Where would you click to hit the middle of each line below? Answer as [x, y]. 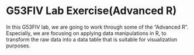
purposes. [18, 46]
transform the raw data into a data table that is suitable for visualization [92, 39]
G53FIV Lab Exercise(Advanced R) [91, 11]
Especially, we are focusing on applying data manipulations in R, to [86, 33]
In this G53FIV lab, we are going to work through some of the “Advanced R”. [97, 27]
